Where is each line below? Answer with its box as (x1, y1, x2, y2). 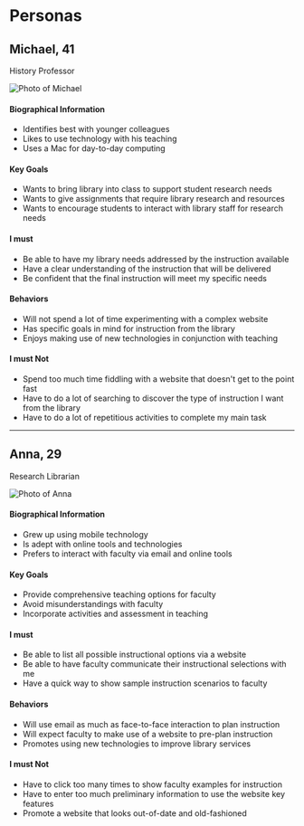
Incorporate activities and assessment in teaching (22, 608, 209, 620)
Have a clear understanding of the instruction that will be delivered (22, 263, 271, 274)
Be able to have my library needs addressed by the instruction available (22, 253, 290, 264)
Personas (9, 5, 83, 26)
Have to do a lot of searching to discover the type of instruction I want (22, 393, 284, 404)
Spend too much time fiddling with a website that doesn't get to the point (22, 374, 295, 385)
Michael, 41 (9, 42, 75, 57)
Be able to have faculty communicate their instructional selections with (22, 659, 287, 669)
